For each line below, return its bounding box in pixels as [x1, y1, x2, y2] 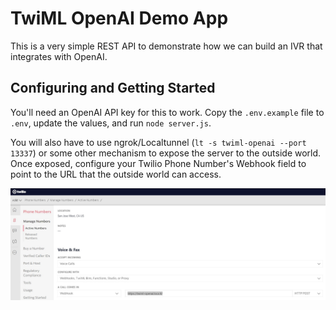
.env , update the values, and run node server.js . [10, 117, 212, 129]
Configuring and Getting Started [10, 80, 216, 97]
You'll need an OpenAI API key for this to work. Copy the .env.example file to [10, 106, 325, 118]
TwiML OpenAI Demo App [10, 7, 229, 30]
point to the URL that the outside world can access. [10, 168, 222, 180]
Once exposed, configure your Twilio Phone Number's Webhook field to [10, 157, 307, 169]
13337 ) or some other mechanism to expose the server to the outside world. [10, 147, 322, 159]
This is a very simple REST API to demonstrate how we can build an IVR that [10, 40, 323, 52]
